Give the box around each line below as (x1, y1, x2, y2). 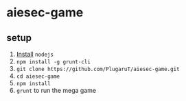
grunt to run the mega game (16, 87, 97, 94)
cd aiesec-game (16, 73, 60, 80)
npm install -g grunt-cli (16, 59, 91, 66)
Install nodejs (16, 50, 54, 58)
